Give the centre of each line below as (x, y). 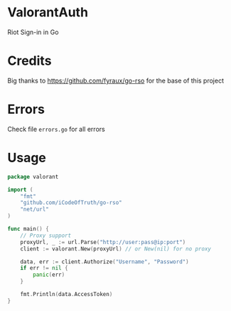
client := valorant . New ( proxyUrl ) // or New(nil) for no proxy (116, 249)
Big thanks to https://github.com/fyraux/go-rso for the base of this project (116, 80)
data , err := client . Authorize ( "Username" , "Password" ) (105, 262)
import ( (20, 189)
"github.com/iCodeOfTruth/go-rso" (71, 203)
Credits (29, 61)
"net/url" (35, 210)
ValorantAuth (48, 12)
